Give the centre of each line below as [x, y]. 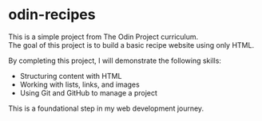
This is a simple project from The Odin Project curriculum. [103, 37]
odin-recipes [52, 15]
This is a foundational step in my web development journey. [106, 108]
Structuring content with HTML [71, 76]
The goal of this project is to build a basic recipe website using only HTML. [131, 45]
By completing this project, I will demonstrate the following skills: [115, 60]
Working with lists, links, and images [79, 84]
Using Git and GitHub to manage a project [89, 92]
